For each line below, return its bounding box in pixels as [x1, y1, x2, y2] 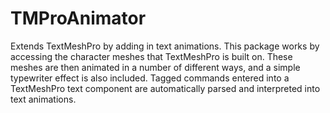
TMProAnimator [10, 7, 147, 30]
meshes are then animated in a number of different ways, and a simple [10, 61, 301, 73]
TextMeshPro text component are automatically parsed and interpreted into [10, 82, 321, 94]
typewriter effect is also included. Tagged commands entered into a [10, 72, 290, 84]
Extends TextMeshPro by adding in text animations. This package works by [10, 40, 320, 52]
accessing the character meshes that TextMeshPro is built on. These [10, 50, 293, 62]
